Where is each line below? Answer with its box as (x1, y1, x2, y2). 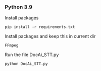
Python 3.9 (5, 3, 33, 10)
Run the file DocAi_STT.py (5, 51, 59, 58)
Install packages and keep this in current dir (5, 33, 96, 39)
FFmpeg (5, 43, 19, 48)
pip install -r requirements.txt (5, 24, 75, 29)
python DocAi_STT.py (5, 61, 48, 66)
